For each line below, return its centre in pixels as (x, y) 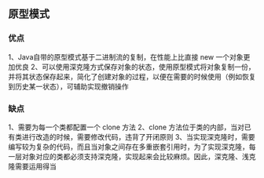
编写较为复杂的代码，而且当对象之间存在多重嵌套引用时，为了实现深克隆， (128, 147)
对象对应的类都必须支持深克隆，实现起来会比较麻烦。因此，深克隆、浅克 (139, 156)
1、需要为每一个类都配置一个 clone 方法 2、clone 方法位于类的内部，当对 (126, 127)
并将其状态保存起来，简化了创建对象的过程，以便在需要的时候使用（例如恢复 (132, 76)
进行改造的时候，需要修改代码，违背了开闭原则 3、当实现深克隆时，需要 (138, 136)
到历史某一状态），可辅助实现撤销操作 (68, 86)
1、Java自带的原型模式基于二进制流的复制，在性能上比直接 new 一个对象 (126, 56)
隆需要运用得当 (32, 166)
